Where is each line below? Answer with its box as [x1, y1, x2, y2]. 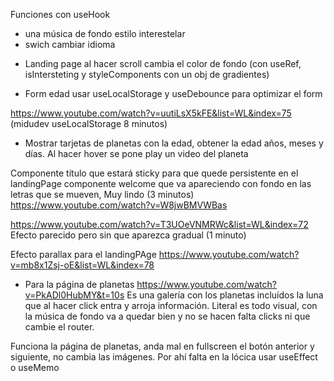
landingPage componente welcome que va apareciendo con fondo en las [10, 178, 312, 189]
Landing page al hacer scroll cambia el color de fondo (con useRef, [24, 58, 302, 69]
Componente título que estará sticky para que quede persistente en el [10, 167, 299, 179]
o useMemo [10, 362, 60, 373]
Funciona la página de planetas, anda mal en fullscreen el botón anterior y [10, 340, 315, 352]
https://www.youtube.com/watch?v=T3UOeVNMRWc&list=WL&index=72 [10, 219, 309, 230]
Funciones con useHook [10, 9, 111, 20]
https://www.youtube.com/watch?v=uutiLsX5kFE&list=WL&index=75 [10, 107, 292, 119]
